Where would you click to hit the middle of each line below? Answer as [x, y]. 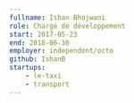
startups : [28, 68]
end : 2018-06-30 [39, 43]
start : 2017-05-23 [43, 34]
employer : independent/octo [62, 51]
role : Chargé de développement [67, 26]
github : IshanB [38, 59]
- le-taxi [44, 76]
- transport [47, 84]
